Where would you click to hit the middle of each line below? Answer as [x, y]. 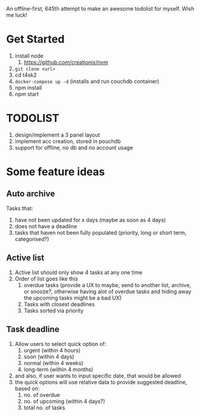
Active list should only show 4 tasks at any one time [79, 272]
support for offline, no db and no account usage [74, 147]
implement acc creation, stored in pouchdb [68, 141]
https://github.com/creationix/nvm [66, 62]
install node [29, 56]
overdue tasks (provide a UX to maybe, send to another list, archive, [107, 285]
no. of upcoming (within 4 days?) [64, 401]
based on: [27, 388]
